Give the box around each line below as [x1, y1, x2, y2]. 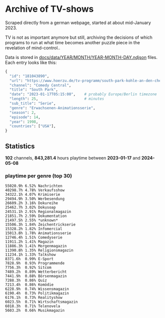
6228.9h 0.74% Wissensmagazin [5, 287, 69, 291]
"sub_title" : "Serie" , [9, 101, 56, 106]
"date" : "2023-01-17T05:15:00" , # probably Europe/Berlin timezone [9, 92, 157, 97]
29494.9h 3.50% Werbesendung [5, 196, 65, 202]
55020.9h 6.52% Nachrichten [5, 184, 63, 188]
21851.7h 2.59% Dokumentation [5, 213, 67, 219]
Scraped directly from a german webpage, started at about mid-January [5, 20, 151, 26]
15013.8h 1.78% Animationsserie [5, 231, 71, 236]
